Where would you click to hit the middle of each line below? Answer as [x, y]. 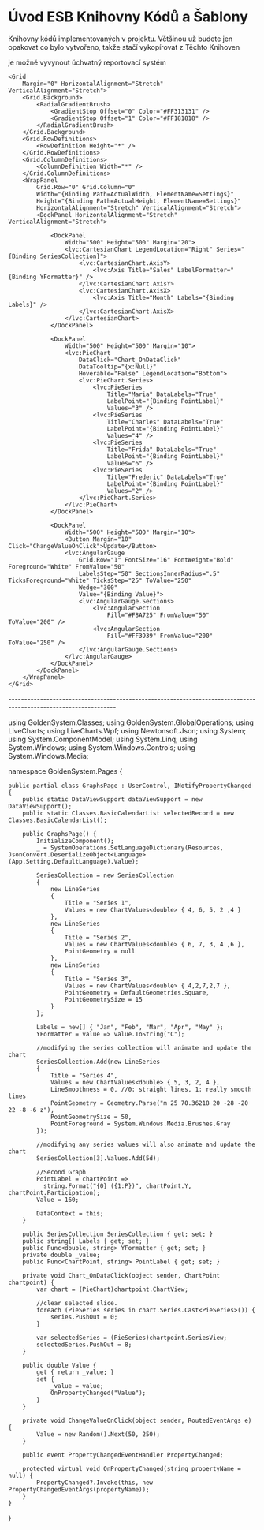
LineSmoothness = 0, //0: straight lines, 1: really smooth [151, 1089]
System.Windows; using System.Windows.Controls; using [102, 747]
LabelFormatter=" [206, 270]
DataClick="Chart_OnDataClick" [130, 360]
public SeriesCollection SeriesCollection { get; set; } [118, 1234]
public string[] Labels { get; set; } [86, 1241]
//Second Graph [61, 1172]
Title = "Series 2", [98, 937]
